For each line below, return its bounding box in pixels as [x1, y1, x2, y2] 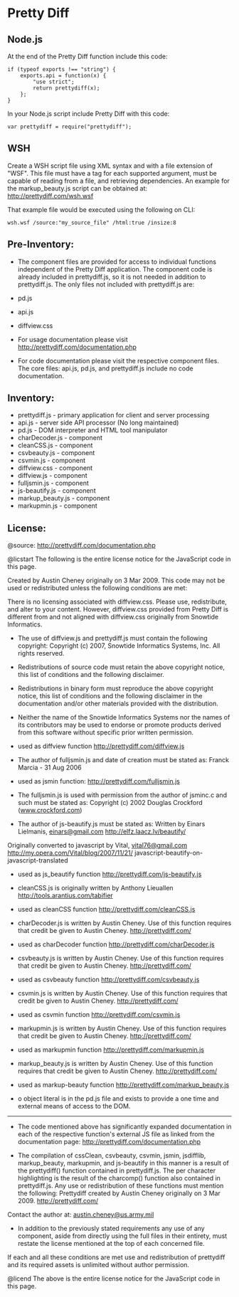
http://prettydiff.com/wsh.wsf [7, 191, 94, 200]
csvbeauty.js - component [17, 449, 95, 457]
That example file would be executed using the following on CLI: [7, 205, 196, 214]
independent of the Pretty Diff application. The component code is [17, 265, 213, 273]
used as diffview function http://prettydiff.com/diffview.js [17, 742, 185, 751]
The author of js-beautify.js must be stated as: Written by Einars [17, 820, 206, 828]
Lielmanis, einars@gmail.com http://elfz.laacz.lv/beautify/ [17, 827, 186, 836]
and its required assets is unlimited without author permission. [7, 1261, 190, 1269]
